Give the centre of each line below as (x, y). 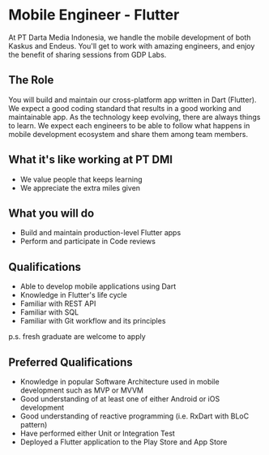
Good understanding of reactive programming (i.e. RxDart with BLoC (134, 416)
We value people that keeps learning (81, 179)
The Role (31, 80)
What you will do (51, 213)
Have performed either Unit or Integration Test (98, 433)
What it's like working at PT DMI (90, 160)
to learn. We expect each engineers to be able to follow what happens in (129, 125)
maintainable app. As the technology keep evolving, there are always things (134, 117)
